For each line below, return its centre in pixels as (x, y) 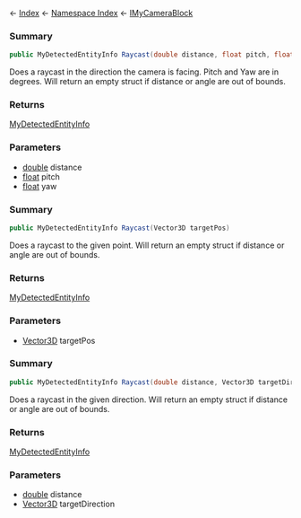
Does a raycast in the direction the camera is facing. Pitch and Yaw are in (144, 72)
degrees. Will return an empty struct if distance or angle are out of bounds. (148, 82)
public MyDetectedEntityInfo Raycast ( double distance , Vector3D (132, 382)
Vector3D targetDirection (68, 504)
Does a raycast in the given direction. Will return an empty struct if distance (149, 399)
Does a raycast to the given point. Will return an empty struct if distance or (147, 245)
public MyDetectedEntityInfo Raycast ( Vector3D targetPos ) (120, 228)
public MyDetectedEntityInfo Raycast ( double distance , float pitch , (140, 55)
